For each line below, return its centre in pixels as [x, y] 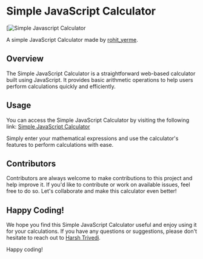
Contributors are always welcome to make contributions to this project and [99, 178]
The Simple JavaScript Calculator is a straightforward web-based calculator [101, 73]
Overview [25, 59]
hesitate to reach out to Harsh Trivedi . [54, 238]
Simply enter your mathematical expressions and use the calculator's [92, 138]
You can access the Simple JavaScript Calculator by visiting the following [98, 120]
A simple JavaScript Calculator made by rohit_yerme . [72, 39]
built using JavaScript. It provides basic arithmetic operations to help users [100, 79]
